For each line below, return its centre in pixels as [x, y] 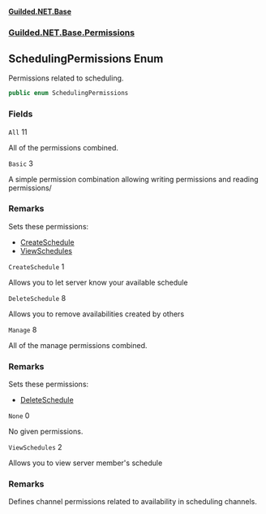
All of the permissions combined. [64, 147]
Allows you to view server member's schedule [86, 463]
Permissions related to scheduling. [66, 78]
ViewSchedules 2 [35, 447]
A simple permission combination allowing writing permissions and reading [133, 179]
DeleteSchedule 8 [37, 298]
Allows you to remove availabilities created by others [97, 314]
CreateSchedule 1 [36, 266]
